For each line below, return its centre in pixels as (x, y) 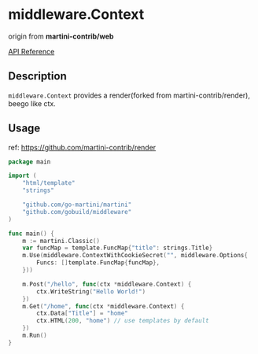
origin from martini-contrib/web (61, 36)
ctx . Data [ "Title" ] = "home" (82, 313)
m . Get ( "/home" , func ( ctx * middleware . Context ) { (103, 306)
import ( (22, 176)
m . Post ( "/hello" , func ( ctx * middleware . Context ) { (107, 284)
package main (29, 162)
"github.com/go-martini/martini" (77, 205)
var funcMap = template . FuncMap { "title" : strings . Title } (118, 248)
